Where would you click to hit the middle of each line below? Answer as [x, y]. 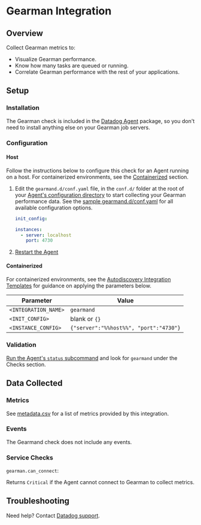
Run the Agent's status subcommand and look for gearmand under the [92, 358]
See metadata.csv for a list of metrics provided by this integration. [88, 413]
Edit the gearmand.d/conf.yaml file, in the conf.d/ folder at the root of [99, 188]
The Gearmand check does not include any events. [69, 442]
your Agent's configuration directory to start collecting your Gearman [100, 195]
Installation [23, 108]
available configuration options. [54, 208]
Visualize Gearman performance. [56, 59]
